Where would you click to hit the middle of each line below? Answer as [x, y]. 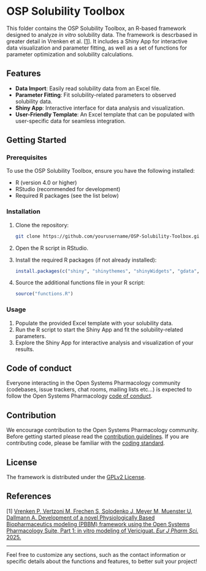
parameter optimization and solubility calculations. [70, 54]
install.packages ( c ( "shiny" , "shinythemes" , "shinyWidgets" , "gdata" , [107, 271]
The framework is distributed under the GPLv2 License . [76, 477]
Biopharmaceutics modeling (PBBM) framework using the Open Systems [98, 524]
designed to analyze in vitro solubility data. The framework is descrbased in [102, 34]
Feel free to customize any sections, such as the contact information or [96, 554]
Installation [24, 211]
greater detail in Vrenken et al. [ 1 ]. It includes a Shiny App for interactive [97, 41]
